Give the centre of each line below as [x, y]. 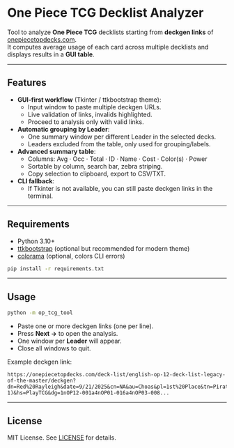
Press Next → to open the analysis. [68, 334]
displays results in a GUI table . [51, 54]
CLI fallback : [36, 181]
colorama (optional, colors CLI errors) [71, 256]
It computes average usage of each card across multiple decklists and [108, 47]
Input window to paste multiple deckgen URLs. [94, 107]
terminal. [40, 196]
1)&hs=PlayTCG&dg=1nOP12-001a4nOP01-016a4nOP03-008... [88, 393]
